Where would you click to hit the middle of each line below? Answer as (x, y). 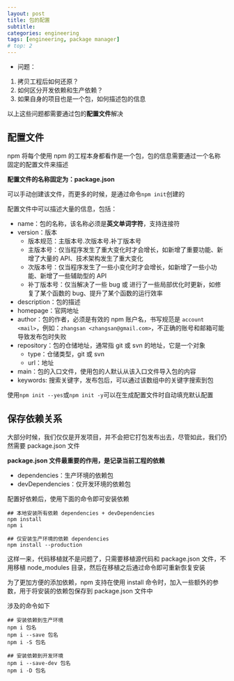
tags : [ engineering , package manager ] (63, 40)
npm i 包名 (22, 627)
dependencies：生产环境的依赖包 (65, 475)
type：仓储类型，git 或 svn (66, 354)
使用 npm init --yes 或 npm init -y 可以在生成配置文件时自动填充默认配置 (110, 394)
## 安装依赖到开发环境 (36, 656)
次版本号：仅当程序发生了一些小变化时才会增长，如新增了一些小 (119, 267)
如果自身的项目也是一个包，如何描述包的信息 (81, 99)
